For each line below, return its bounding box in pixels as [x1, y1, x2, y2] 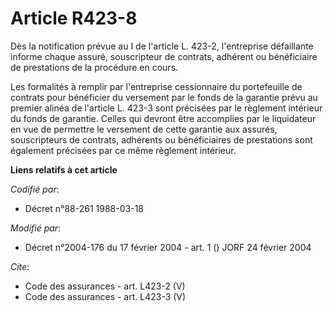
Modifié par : [10, 222, 62, 234]
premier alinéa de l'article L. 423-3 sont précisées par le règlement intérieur [10, 102, 323, 114]
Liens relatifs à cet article [10, 163, 118, 176]
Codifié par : [10, 183, 60, 195]
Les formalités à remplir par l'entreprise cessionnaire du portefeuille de [10, 80, 303, 92]
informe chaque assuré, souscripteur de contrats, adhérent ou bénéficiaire [10, 50, 318, 62]
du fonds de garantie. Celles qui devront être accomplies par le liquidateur [10, 112, 317, 124]
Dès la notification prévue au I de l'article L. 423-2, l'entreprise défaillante [10, 40, 314, 52]
